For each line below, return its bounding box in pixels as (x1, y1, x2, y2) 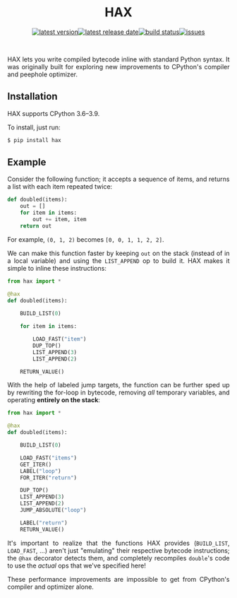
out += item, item (32, 216, 87, 223)
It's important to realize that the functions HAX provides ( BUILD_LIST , (7, 539, 230, 547)
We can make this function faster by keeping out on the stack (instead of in (7, 249, 230, 257)
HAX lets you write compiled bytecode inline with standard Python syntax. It (7, 54, 230, 64)
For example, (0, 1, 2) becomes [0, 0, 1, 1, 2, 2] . (7, 235, 164, 244)
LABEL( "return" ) (20, 519, 68, 527)
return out (20, 222, 52, 230)
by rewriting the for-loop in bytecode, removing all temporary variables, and (7, 388, 230, 397)
